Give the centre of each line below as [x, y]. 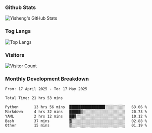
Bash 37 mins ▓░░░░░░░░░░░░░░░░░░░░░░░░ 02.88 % [76, 121]
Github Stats [21, 7]
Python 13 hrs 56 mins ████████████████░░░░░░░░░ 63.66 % [76, 107]
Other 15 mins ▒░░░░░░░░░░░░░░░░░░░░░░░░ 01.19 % [76, 126]
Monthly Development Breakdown [47, 79]
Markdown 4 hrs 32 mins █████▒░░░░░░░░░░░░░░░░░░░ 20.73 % [76, 112]
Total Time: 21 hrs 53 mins [34, 98]
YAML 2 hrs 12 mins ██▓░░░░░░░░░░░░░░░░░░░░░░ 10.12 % [76, 116]
